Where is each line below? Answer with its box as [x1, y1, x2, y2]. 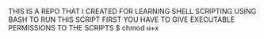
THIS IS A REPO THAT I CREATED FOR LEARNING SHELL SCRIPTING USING [8, 7, 257, 16]
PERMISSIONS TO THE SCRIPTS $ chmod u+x [8, 23, 159, 32]
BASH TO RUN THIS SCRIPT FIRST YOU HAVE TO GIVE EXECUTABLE [8, 15, 235, 24]
